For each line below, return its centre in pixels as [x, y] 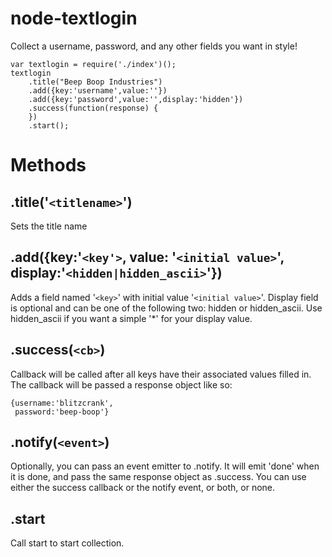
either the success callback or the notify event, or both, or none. [143, 488]
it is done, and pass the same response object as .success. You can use [158, 477]
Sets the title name [49, 226]
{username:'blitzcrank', [62, 403]
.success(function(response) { [93, 108]
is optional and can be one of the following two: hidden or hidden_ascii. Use [166, 308]
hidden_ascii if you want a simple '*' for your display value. [131, 318]
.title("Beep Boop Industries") [95, 82]
